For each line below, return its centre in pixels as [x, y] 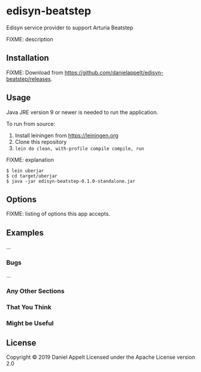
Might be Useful [30, 323]
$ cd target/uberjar [32, 176]
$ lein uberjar [25, 171]
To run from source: [31, 123]
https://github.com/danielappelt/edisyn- [114, 72]
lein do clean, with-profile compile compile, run [79, 149]
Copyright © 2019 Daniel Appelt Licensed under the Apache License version [101, 357]
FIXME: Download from [35, 72]
